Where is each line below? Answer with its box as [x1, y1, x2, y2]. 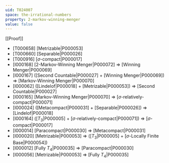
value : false [5, 21, 33, 27]
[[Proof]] [5, 36, 24, 42]
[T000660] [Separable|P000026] [12, 51, 83, 57]
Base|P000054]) [12, 139, 48, 145]
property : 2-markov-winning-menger [5, 17, 81, 22]
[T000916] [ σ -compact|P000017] [12, 56, 82, 62]
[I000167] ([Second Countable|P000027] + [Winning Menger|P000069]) [12, 72, 165, 79]
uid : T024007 [5, 7, 33, 13]
